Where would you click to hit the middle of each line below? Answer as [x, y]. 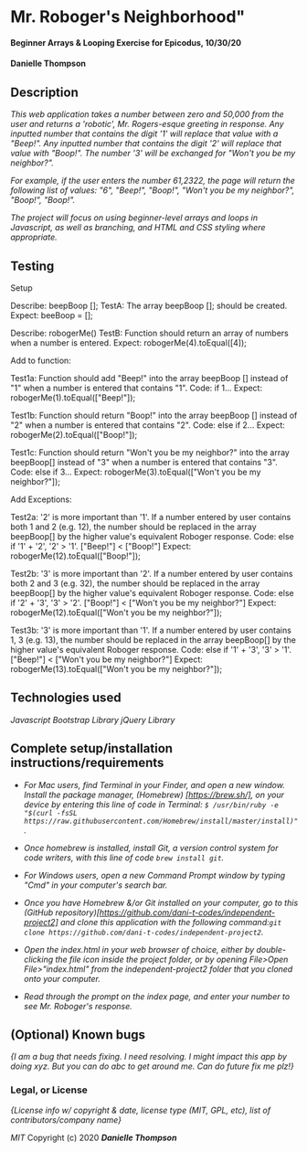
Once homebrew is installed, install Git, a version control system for [151, 848]
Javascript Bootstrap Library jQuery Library [93, 720]
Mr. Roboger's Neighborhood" [128, 17]
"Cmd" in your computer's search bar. [95, 885]
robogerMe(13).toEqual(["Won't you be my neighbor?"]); [116, 669]
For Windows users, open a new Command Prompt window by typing [154, 875]
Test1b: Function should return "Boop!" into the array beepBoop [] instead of [154, 415]
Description [44, 92]
